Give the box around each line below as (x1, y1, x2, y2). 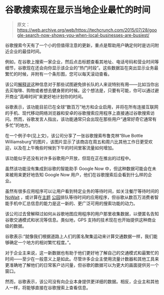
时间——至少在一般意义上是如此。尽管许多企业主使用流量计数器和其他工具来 (5, 256, 159, 262)
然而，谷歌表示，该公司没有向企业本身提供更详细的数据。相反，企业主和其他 (5, 278, 159, 284)
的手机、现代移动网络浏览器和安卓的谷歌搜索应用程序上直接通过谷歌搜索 (5, 110, 150, 116)
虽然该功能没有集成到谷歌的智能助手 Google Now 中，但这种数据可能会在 (5, 166, 152, 171)
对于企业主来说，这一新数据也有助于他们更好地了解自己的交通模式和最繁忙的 (5, 250, 159, 255)
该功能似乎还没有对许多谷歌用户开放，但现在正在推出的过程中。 (5, 155, 133, 161)
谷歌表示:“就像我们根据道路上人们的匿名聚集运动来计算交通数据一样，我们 (5, 233, 154, 239)
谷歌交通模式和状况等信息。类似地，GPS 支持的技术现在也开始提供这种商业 (5, 217, 156, 223)
